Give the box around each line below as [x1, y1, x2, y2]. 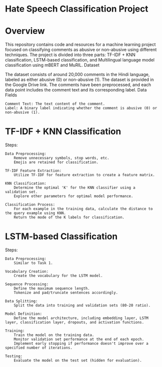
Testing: [5, 354, 23, 359]
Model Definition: [5, 311, 42, 316]
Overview [5, 26, 45, 37]
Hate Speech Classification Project [5, 3, 148, 15]
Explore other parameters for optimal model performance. [14, 194, 133, 199]
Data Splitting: [5, 299, 38, 304]
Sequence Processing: [5, 282, 49, 287]
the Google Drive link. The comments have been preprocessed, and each [5, 82, 151, 88]
